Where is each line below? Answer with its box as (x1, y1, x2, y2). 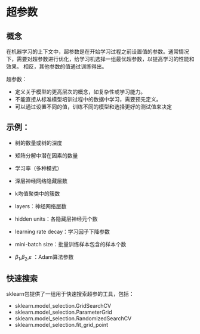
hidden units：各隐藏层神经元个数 (14, 215, 98, 222)
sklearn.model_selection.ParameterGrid (14, 308, 112, 316)
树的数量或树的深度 (14, 139, 63, 146)
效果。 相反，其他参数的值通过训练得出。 (6, 63, 107, 70)
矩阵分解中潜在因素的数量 (14, 151, 78, 159)
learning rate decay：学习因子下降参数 (14, 228, 110, 235)
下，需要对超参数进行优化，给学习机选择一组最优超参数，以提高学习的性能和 (6, 55, 195, 63)
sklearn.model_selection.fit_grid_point (14, 321, 109, 329)
